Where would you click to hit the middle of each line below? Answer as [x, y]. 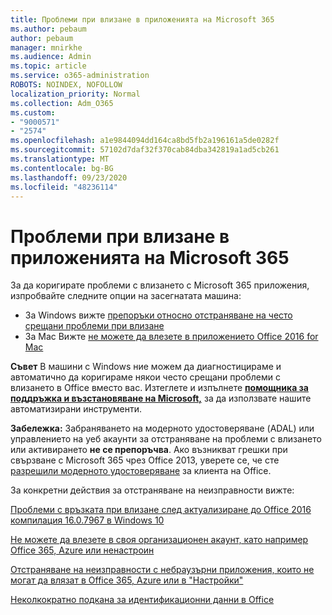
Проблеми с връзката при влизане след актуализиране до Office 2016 [161, 510]
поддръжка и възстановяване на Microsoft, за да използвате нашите [161, 398]
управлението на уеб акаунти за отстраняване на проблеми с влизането [166, 439]
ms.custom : [33, 112]
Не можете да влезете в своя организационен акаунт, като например [159, 540]
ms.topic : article [48, 66]
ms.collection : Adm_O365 [62, 103]
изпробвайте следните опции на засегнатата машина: [126, 296]
